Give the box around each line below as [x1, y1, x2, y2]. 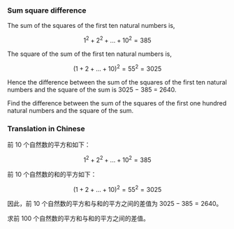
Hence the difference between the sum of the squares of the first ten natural [7, 77, 227, 86]
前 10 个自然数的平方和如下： [7, 140, 91, 149]
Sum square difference [7, 6, 87, 15]
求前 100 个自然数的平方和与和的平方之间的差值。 [7, 214, 150, 223]
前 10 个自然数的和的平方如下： [7, 170, 97, 178]
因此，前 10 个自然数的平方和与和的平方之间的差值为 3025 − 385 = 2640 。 [7, 200, 223, 208]
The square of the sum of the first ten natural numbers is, [7, 50, 173, 58]
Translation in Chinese [7, 124, 85, 133]
